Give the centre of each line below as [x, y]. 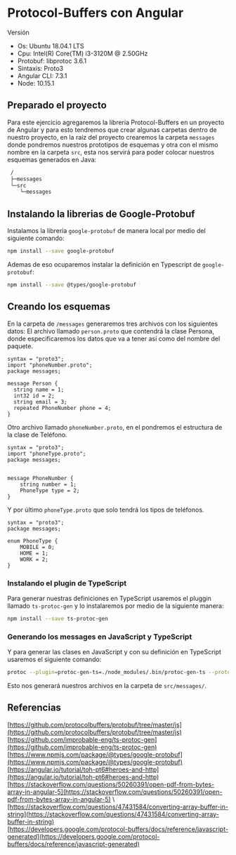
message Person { [33, 383]
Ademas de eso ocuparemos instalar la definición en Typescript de [104, 264]
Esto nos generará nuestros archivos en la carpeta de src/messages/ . [107, 685]
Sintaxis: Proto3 [40, 68]
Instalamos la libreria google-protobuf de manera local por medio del [106, 231]
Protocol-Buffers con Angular [96, 13]
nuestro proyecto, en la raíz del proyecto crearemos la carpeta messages [111, 137]
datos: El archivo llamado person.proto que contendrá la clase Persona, [111, 331]
